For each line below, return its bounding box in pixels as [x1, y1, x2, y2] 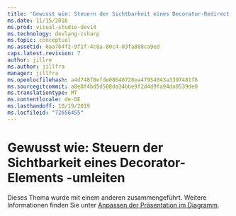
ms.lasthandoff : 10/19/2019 [7, 103, 91, 110]
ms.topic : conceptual [7, 37, 72, 44]
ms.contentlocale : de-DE [7, 96, 81, 103]
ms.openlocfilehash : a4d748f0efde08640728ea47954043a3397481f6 [7, 76, 198, 84]
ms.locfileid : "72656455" [7, 109, 84, 116]
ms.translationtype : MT [7, 89, 78, 96]
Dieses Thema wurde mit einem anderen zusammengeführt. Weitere [7, 193, 207, 202]
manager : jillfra [7, 69, 59, 76]
